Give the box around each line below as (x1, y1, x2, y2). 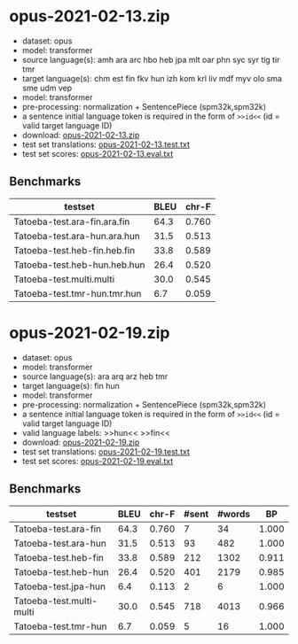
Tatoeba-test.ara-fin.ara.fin (13, 215, 130, 228)
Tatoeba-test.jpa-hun (13, 580, 106, 593)
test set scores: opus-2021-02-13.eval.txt (21, 148, 174, 159)
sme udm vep (21, 82, 73, 93)
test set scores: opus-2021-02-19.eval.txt (21, 455, 174, 466)
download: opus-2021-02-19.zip (21, 437, 140, 447)
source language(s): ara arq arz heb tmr (21, 370, 169, 382)
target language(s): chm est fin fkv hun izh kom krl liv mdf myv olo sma (21, 73, 282, 83)
